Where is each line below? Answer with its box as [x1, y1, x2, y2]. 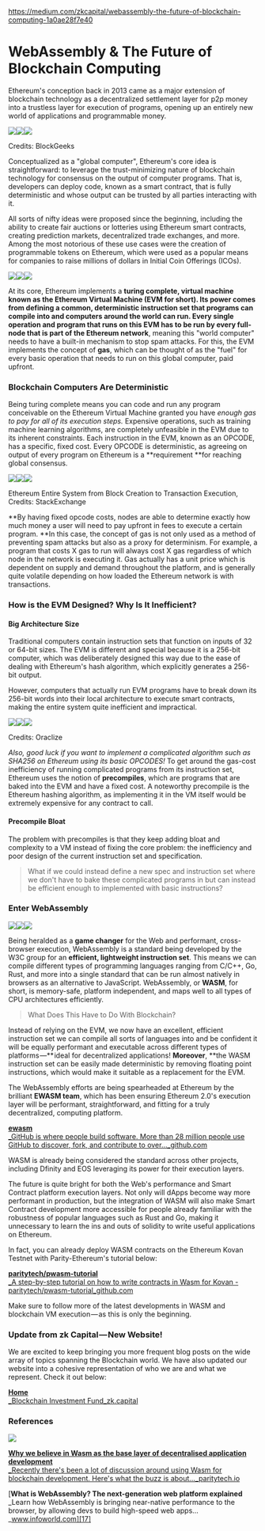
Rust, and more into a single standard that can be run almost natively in [8, 969, 240, 978]
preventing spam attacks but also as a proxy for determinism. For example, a [8, 538, 258, 547]
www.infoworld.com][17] [11, 1514, 92, 1524]
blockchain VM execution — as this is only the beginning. [8, 1309, 192, 1319]
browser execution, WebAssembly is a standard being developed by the [8, 944, 243, 953]
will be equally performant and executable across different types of [8, 1042, 228, 1051]
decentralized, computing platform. [8, 1107, 123, 1117]
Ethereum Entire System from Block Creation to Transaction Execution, [8, 488, 239, 498]
